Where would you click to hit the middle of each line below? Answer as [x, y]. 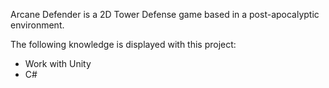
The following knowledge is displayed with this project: [123, 44]
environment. [37, 25]
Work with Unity [58, 63]
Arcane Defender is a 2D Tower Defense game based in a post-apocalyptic [165, 14]
